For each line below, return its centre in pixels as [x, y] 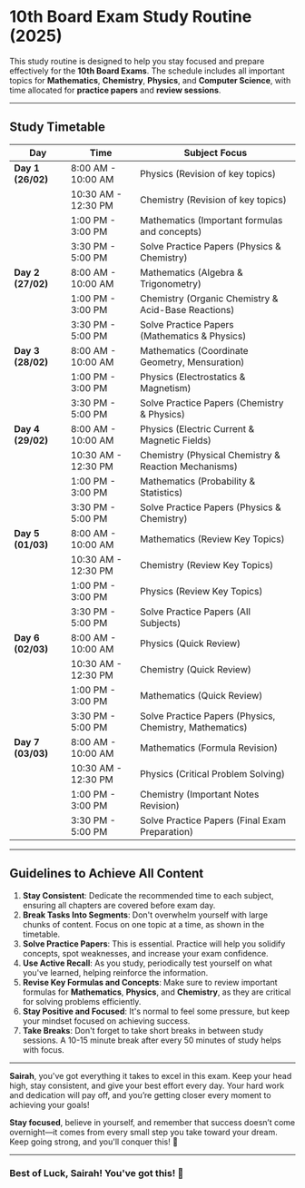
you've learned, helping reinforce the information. [115, 972]
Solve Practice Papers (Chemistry [212, 403]
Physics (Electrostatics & [193, 377]
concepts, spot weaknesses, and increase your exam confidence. [146, 953]
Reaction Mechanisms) [189, 466]
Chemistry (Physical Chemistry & [210, 455]
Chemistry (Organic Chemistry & [209, 299]
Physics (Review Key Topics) [202, 591]
